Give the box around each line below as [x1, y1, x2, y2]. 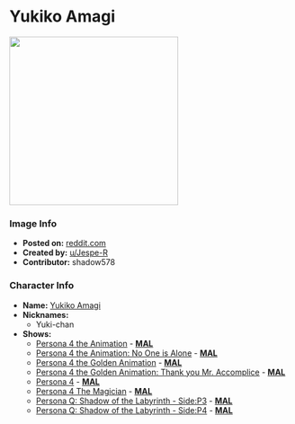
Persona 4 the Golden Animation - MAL [35, 357, 183, 367]
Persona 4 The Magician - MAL [35, 385, 153, 396]
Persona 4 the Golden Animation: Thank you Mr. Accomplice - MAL [35, 367, 286, 377]
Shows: [22, 328, 52, 339]
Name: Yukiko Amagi [22, 299, 102, 311]
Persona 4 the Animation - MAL [35, 338, 154, 349]
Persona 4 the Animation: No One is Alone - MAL [35, 348, 219, 358]
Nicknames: [22, 309, 69, 320]
